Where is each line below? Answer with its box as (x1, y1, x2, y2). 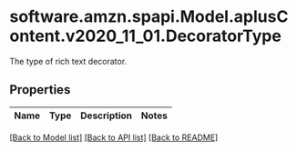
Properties (9, 82, 71, 97)
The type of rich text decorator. (9, 55, 128, 66)
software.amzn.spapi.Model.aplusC (9, 6, 289, 27)
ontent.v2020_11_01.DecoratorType (9, 25, 282, 46)
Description (80, 109, 132, 122)
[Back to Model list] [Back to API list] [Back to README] (9, 132, 219, 143)
